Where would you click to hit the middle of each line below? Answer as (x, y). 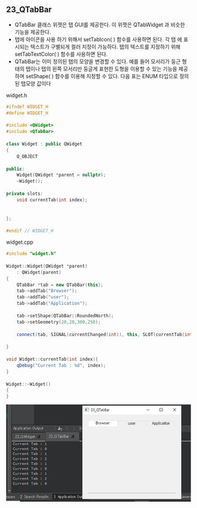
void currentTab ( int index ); (52, 200)
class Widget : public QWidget (44, 144)
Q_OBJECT (27, 156)
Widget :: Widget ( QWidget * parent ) (47, 266)
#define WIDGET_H (27, 113)
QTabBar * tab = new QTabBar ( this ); (60, 285)
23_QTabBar (29, 10)
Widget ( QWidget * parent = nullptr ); (62, 175)
